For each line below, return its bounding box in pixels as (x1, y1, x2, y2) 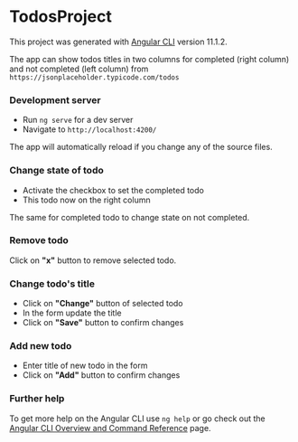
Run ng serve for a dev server (22, 115, 134, 126)
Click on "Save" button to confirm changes (22, 317, 184, 328)
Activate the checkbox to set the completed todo (22, 184, 205, 195)
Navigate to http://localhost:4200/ (22, 124, 157, 135)
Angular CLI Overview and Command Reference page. (9, 422, 211, 433)
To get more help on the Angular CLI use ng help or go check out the (9, 413, 265, 424)
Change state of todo (9, 165, 104, 177)
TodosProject (9, 6, 113, 27)
